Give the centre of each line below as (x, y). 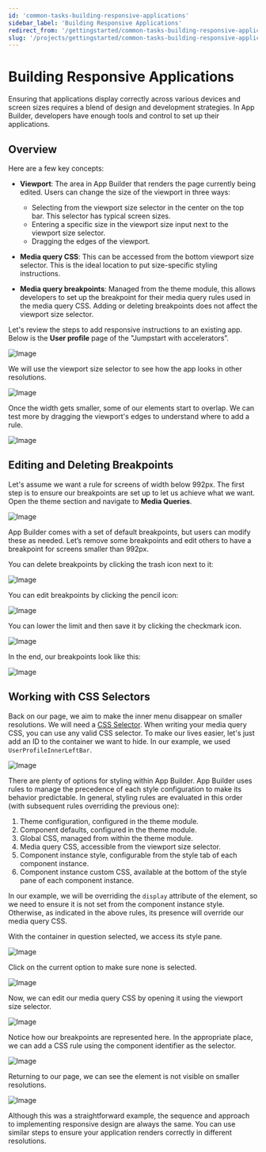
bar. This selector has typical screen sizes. (101, 216)
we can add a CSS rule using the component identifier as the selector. (122, 1046)
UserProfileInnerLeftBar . (50, 749)
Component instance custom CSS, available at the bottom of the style (133, 872)
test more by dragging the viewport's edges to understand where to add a (129, 416)
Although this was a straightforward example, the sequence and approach (129, 1115)
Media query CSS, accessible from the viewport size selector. (120, 846)
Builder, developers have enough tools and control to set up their (114, 116)
